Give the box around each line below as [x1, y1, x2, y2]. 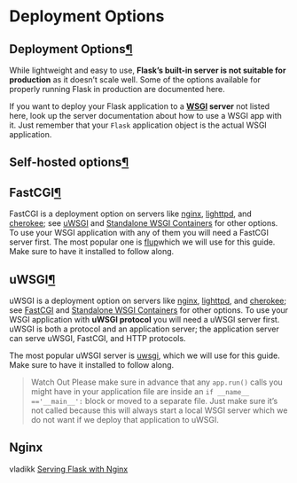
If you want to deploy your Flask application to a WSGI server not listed [9, 101, 270, 112]
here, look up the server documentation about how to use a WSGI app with [9, 111, 282, 121]
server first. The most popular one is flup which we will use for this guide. [9, 237, 276, 247]
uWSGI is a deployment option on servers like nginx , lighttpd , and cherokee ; [9, 295, 286, 307]
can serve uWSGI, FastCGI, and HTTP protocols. [9, 333, 186, 344]
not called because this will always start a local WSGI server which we [30, 405, 288, 416]
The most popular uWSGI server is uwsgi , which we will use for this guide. [9, 350, 281, 361]
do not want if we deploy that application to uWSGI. [30, 415, 220, 425]
